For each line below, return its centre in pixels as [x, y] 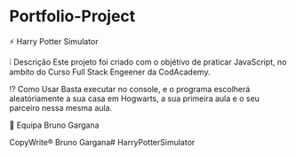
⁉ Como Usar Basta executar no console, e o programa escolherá [130, 89]
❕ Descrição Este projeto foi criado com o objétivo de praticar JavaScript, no [148, 62]
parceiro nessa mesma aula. [61, 107]
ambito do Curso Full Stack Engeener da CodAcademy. [110, 72]
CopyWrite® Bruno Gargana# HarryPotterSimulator [102, 142]
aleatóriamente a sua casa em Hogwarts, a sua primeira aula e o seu [135, 98]
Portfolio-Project [72, 16]
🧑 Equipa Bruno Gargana [54, 125]
